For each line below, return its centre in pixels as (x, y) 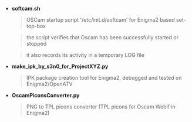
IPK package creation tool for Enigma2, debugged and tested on (104, 78)
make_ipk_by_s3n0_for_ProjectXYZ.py (60, 66)
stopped (36, 44)
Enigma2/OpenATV (49, 84)
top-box (36, 26)
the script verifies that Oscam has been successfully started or (102, 37)
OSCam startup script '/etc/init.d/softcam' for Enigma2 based (100, 20)
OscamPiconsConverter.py (46, 95)
